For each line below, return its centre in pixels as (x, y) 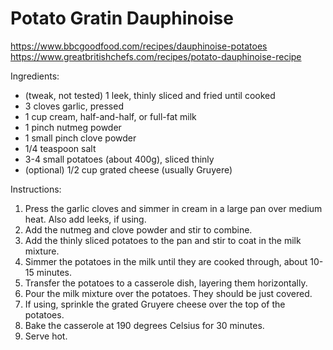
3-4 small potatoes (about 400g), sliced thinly (119, 159)
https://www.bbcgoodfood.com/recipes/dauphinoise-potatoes (139, 46)
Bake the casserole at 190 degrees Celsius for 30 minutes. (144, 325)
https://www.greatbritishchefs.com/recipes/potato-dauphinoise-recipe (156, 56)
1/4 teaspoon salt (60, 148)
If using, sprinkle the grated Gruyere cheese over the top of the (155, 304)
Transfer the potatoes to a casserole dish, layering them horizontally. (166, 283)
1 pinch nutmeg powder (73, 127)
